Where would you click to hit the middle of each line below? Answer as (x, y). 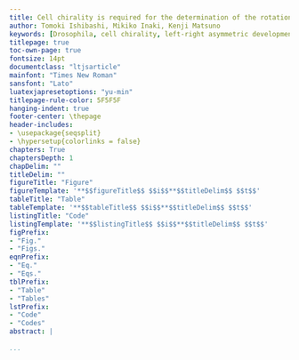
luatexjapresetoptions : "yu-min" (71, 92)
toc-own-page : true (45, 51)
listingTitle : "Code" (49, 216)
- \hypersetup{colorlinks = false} (75, 141)
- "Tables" (29, 299)
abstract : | (31, 332)
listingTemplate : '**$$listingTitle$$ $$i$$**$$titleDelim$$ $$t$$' (139, 224)
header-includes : (41, 125)
